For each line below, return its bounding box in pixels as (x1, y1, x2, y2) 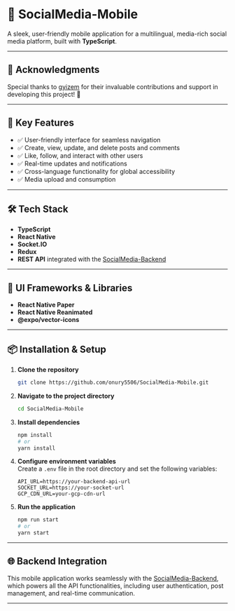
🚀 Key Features (7, 117, 75, 129)
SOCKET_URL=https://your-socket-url (17, 484, 124, 492)
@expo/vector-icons (17, 316, 80, 324)
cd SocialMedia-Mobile (17, 405, 84, 412)
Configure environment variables (17, 457, 117, 466)
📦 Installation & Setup (7, 343, 107, 355)
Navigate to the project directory (17, 391, 115, 400)
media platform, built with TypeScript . (7, 36, 117, 45)
